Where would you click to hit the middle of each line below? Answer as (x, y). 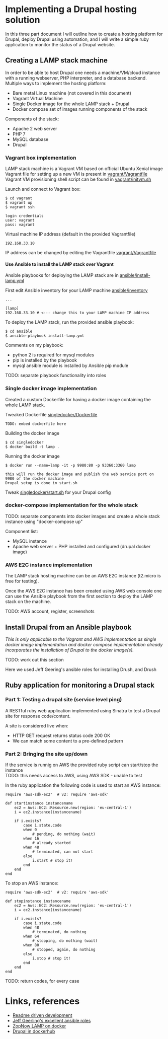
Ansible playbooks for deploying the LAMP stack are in (62, 275)
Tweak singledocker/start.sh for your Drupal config (58, 492)
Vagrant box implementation (41, 158)
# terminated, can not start (63, 852)
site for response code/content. (38, 716)
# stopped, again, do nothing (64, 949)
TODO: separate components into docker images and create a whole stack (82, 516)
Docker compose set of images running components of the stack (80, 109)
